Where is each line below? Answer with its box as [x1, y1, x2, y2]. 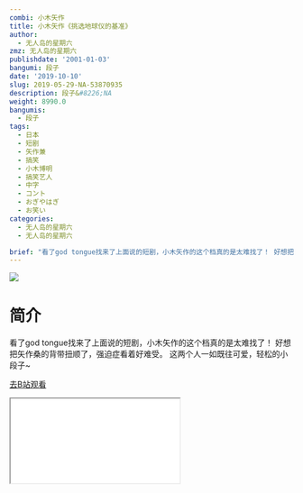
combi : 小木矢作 [9, 13, 65, 23]
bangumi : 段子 [9, 64, 60, 73]
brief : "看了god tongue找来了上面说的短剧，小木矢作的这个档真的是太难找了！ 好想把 [9, 247, 295, 257]
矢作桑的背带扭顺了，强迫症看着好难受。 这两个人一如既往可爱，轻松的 [16, 349, 280, 360]
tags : [9, 123, 30, 132]
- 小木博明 [17, 164, 53, 173]
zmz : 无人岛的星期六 [9, 47, 78, 56]
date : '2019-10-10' [9, 72, 83, 81]
